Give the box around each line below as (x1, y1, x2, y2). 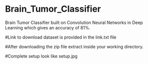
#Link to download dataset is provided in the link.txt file (5, 34, 117, 40)
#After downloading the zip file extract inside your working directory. (5, 43, 144, 49)
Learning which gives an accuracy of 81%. (5, 24, 90, 30)
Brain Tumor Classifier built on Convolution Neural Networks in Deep (5, 20, 143, 25)
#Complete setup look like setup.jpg (5, 53, 78, 59)
